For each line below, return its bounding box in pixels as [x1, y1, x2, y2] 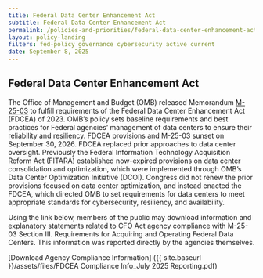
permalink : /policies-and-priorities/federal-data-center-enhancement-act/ [8, 26, 261, 34]
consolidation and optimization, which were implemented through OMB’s [8, 164, 242, 173]
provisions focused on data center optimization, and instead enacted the [8, 181, 243, 190]
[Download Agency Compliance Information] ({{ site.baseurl [8, 252, 202, 262]
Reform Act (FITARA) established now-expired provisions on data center [8, 156, 241, 165]
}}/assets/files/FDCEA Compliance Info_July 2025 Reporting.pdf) [8, 261, 218, 270]
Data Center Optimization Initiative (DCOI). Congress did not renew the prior [8, 172, 253, 182]
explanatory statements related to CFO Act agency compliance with [8, 221, 226, 230]
